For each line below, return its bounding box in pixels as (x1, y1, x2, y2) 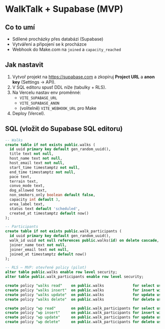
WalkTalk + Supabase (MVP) (5, 3, 124, 15)
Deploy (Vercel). (12, 110, 45, 116)
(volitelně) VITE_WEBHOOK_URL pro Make (19, 105, 97, 111)
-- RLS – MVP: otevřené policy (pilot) (5, 265, 87, 270)
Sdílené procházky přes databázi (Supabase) (12, 36, 104, 42)
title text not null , (9, 151, 54, 156)
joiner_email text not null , (9, 247, 69, 252)
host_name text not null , (9, 156, 63, 161)
